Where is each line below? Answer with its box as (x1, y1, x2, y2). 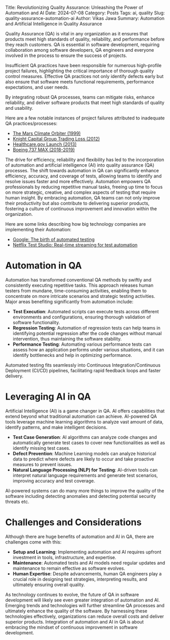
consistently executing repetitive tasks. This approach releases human (5, 282, 154, 288)
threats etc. (5, 498, 30, 505)
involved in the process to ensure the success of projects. (5, 52, 128, 58)
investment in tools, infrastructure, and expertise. (12, 554, 116, 561)
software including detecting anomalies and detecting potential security (5, 493, 156, 499)
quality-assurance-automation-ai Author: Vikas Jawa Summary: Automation (5, 15, 165, 21)
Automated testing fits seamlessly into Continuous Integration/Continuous (5, 362, 161, 368)
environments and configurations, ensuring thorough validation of (12, 314, 151, 320)
